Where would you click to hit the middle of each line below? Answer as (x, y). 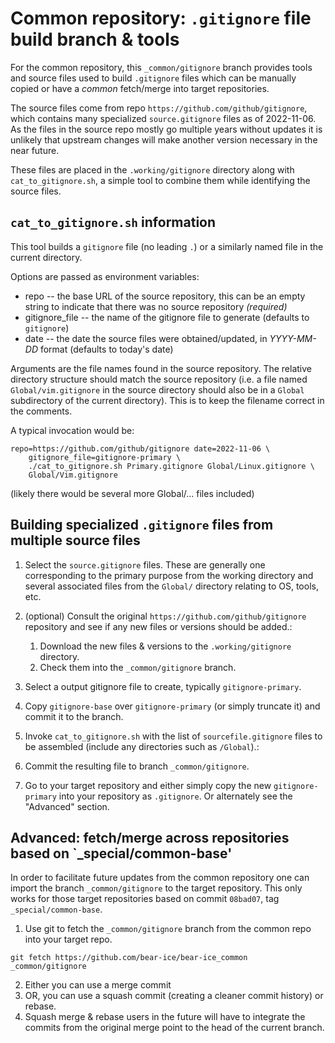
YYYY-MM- (293, 338)
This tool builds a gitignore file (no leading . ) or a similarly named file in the (167, 246)
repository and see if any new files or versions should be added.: (158, 626)
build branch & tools (95, 39)
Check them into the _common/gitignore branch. (138, 667)
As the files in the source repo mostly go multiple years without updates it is (166, 129)
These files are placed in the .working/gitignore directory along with (152, 169)
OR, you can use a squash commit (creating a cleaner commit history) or (174, 996)
